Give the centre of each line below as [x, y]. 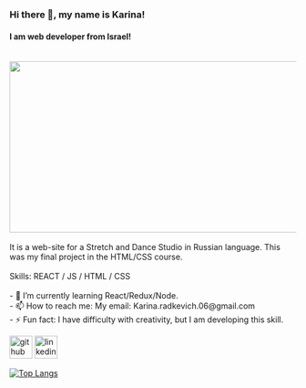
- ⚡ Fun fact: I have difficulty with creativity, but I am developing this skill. [147, 320]
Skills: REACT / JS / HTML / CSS [70, 277]
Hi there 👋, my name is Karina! [77, 15]
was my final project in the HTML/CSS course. [96, 257]
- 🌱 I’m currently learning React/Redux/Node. [94, 296]
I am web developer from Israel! [71, 37]
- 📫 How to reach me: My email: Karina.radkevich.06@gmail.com [133, 306]
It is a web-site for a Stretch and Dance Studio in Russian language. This [145, 247]
